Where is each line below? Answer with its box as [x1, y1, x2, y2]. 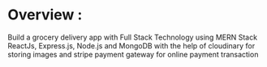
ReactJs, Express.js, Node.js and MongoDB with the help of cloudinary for [7, 40, 256, 50]
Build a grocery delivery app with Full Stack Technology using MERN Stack [7, 32, 257, 42]
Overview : [7, 6, 83, 24]
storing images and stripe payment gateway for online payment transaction [7, 49, 259, 59]
